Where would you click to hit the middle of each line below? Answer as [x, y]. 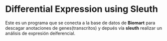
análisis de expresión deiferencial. [40, 33]
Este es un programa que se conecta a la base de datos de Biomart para [80, 23]
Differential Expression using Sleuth [81, 9]
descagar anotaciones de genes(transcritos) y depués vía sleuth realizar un [83, 28]
